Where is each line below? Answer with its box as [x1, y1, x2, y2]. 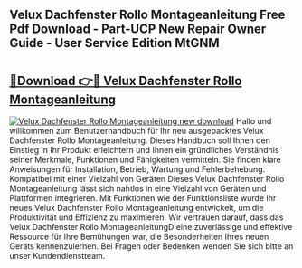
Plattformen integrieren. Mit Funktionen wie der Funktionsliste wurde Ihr [9, 193, 277, 203]
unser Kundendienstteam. [9, 251, 106, 261]
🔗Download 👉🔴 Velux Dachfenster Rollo [9, 72, 242, 89]
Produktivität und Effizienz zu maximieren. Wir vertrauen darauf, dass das [9, 212, 284, 223]
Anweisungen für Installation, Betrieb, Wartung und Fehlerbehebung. [9, 164, 266, 175]
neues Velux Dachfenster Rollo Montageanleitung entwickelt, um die [9, 203, 264, 213]
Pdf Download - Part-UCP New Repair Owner [9, 22, 267, 37]
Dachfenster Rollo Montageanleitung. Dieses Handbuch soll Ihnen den [9, 135, 271, 146]
